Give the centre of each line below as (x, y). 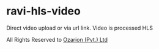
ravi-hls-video (43, 11)
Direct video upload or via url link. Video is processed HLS (79, 28)
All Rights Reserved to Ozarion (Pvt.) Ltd (57, 39)
